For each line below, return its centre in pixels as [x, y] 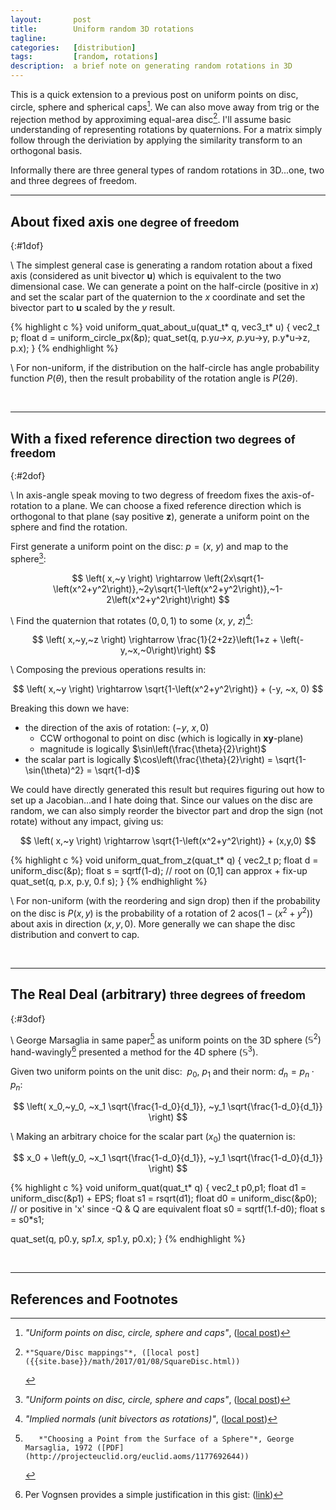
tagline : [28, 38]
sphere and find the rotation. [69, 527]
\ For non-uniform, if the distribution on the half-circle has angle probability [165, 368]
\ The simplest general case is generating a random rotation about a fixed [161, 265]
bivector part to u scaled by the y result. [93, 308]
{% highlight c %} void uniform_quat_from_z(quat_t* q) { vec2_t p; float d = [164, 860]
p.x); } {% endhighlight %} [64, 348]
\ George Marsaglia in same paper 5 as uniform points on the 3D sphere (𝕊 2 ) [166, 1039]
